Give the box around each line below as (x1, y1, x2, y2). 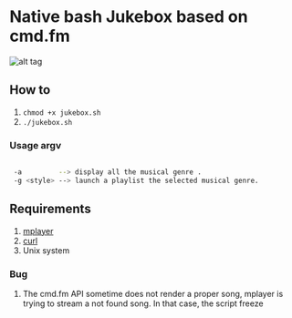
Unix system (22, 244, 70, 256)
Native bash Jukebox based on (9, 6, 248, 27)
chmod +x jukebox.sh (22, 108, 101, 118)
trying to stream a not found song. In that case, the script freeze (22, 298, 264, 309)
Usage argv (9, 138, 62, 151)
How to (9, 82, 51, 97)
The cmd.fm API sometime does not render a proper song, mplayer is (22, 288, 284, 299)
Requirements (9, 201, 91, 217)
